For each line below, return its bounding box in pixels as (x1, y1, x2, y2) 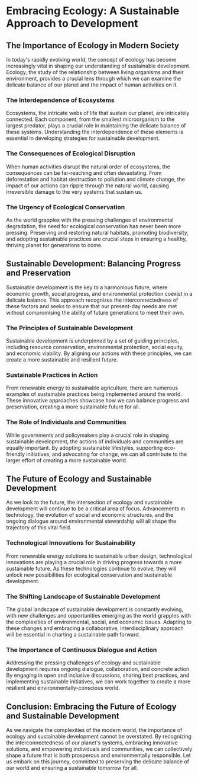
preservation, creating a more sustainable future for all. (6, 403, 141, 410)
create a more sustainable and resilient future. (6, 356, 118, 363)
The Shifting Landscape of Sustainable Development (6, 592, 161, 600)
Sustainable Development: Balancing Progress (6, 259, 181, 269)
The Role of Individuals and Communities (6, 418, 126, 426)
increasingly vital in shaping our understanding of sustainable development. (6, 62, 191, 69)
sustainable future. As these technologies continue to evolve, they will (6, 565, 177, 572)
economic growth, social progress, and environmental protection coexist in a (6, 290, 193, 297)
